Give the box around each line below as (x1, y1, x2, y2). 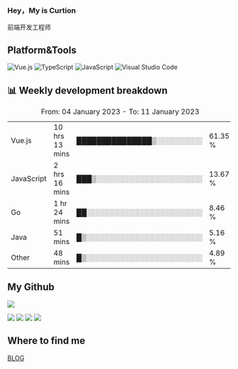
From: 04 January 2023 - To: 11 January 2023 (40, 106, 200, 116)
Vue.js (11, 136, 32, 145)
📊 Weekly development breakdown (7, 84, 168, 97)
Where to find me (7, 335, 86, 347)
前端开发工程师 (7, 23, 51, 32)
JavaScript (11, 173, 47, 183)
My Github (7, 281, 55, 293)
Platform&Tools (7, 44, 76, 56)
